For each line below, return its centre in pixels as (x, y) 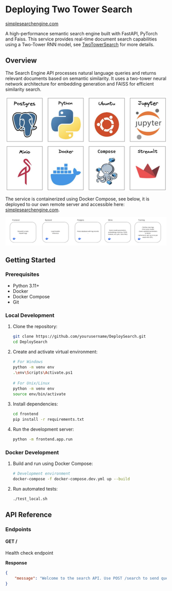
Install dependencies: (35, 404)
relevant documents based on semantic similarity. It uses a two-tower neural (86, 78)
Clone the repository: (35, 327)
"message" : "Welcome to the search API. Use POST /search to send (87, 578)
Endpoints (18, 529)
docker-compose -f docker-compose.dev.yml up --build (71, 479)
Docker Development (32, 452)
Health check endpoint (29, 553)
